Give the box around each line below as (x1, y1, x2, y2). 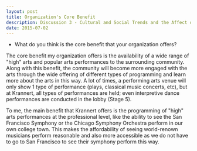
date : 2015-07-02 (6, 25, 49, 31)
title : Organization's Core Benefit (6, 14, 96, 20)
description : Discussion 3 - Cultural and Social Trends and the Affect (6, 19, 188, 25)
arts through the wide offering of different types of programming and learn (6, 71, 186, 78)
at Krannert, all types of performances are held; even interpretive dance (6, 90, 180, 97)
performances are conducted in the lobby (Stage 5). (6, 96, 132, 103)
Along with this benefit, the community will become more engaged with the (6, 65, 188, 72)
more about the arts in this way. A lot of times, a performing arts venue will (6, 77, 186, 84)
